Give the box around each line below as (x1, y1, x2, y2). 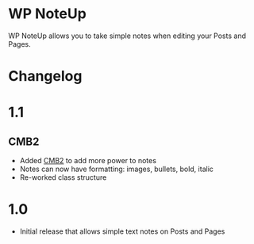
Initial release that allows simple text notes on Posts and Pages (19, 227, 225, 236)
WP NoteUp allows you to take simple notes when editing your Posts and (8, 31, 246, 40)
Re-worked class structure (19, 173, 107, 182)
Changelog (8, 67, 83, 86)
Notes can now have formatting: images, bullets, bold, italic (19, 164, 214, 174)
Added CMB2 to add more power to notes (19, 156, 157, 166)
